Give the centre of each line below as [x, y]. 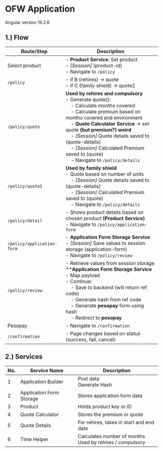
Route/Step [34, 51]
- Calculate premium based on [106, 112]
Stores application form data [110, 395]
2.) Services [24, 357]
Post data [88, 378]
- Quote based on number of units [105, 174]
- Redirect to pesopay [96, 318]
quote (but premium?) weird [98, 129]
